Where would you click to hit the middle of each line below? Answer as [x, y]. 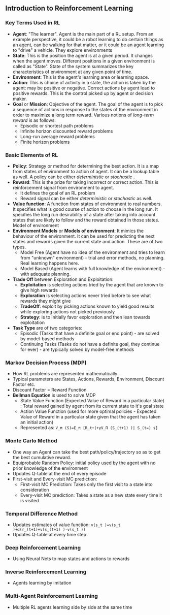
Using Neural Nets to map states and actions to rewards [71, 559]
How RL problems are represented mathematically [65, 374]
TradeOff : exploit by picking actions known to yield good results [87, 306]
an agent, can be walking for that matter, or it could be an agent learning [88, 45]
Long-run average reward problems [57, 136]
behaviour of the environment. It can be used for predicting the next [83, 236]
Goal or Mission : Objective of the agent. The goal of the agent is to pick [88, 104]
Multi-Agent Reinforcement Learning [52, 596]
